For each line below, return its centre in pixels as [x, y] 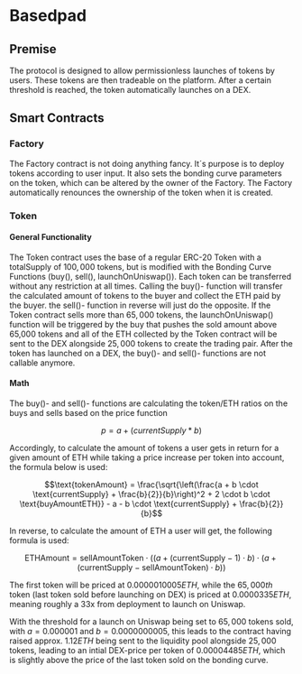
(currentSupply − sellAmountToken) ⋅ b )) [151, 568]
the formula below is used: [59, 467]
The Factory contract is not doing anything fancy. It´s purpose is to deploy [147, 163]
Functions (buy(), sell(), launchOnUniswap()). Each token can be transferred [151, 276]
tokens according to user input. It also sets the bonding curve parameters [146, 173]
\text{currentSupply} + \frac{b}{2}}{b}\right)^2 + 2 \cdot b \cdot [151, 494]
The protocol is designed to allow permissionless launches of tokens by [142, 70]
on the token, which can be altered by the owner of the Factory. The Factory [151, 182]
